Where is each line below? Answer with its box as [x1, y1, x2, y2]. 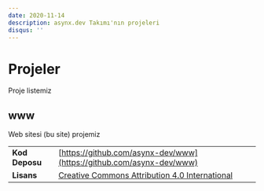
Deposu [12, 157, 42, 168]
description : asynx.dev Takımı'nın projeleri [8, 19, 159, 27]
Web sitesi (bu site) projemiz [8, 130, 101, 139]
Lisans [12, 170, 38, 181]
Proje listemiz [8, 86, 53, 95]
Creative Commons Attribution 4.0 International [58, 170, 233, 181]
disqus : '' [8, 26, 44, 34]
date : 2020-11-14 [8, 11, 65, 20]
